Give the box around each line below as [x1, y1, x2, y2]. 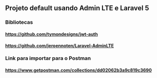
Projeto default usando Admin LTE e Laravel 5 [5, 4, 149, 12]
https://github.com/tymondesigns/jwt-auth [5, 31, 98, 37]
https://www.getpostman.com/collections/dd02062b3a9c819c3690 [5, 67, 152, 74]
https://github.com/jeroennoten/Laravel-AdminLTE [5, 42, 114, 49]
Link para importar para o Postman [5, 55, 91, 62]
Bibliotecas [5, 19, 33, 26]
